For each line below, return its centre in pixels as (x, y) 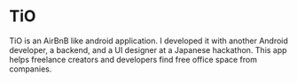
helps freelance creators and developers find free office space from (133, 59)
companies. (31, 69)
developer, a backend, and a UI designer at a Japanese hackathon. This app (148, 49)
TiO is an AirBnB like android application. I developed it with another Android (148, 41)
